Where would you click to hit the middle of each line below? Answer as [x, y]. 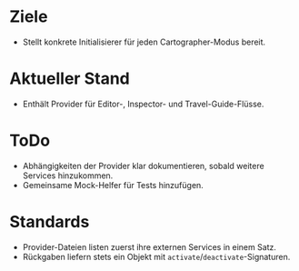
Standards [50, 222]
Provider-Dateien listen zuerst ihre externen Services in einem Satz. [149, 246]
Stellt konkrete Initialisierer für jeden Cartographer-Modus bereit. [144, 42]
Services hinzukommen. [68, 176]
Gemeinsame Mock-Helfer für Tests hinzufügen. [113, 185]
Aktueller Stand [70, 79]
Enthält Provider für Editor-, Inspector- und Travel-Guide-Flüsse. [143, 104]
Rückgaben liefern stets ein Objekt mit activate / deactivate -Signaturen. [156, 256]
